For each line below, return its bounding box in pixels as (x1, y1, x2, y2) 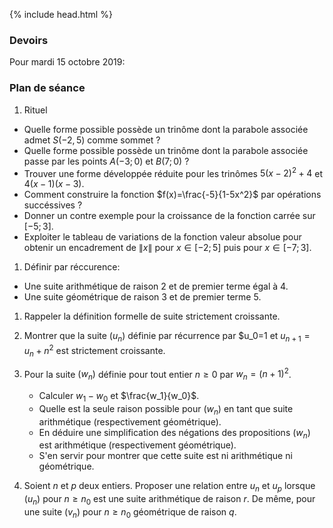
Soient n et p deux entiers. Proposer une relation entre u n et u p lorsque (23, 480, 316, 494)
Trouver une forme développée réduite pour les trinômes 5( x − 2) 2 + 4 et (23, 165, 324, 179)
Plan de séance (9, 81, 86, 95)
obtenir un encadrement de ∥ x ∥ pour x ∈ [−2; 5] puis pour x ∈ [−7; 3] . (23, 242, 312, 254)
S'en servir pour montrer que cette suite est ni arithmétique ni (38, 450, 293, 462)
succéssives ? (23, 199, 83, 211)
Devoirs (9, 33, 49, 47)
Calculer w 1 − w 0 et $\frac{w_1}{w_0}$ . (38, 389, 200, 404)
